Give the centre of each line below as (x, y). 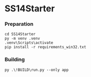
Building (15, 60)
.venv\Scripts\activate (29, 43)
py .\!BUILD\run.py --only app (37, 70)
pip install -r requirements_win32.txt (45, 47)
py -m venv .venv (22, 38)
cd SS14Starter (20, 34)
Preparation (19, 24)
